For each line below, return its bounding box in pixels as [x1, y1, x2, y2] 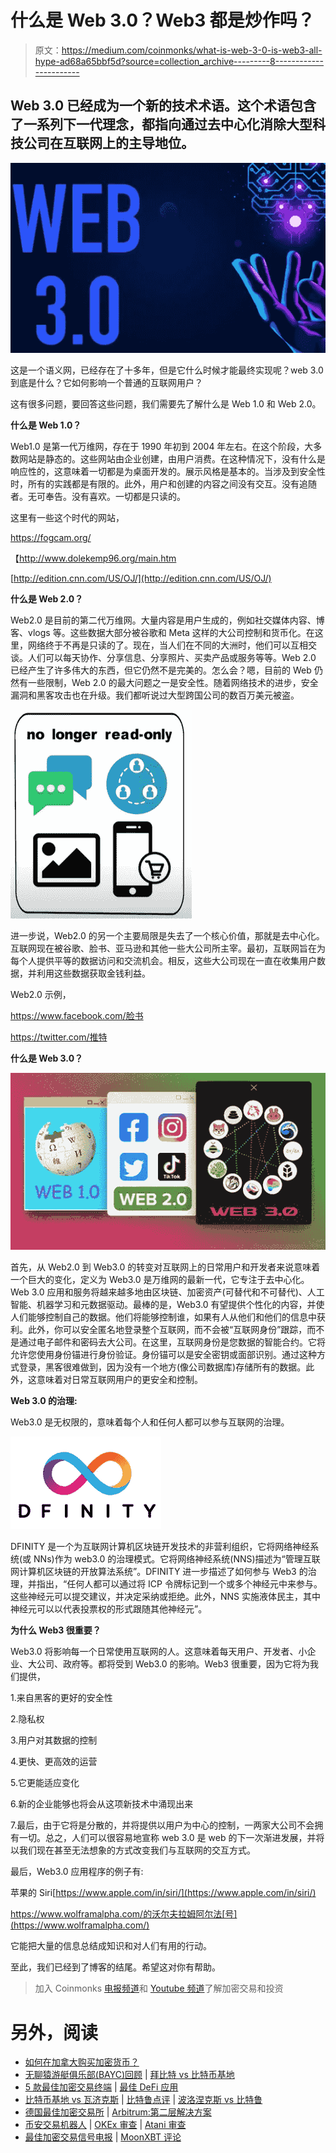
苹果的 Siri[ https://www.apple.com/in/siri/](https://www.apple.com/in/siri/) [10, 1887, 317, 1899]
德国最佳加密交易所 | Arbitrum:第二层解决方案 [24, 2106, 212, 2118]
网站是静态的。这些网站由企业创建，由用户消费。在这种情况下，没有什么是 [18, 452, 326, 465]
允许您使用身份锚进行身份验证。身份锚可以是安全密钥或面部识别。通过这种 [10, 1349, 317, 1361]
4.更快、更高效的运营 [10, 1756, 98, 1768]
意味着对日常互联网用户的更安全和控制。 [36, 1374, 203, 1386]
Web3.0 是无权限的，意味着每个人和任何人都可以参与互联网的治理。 [10, 1416, 290, 1428]
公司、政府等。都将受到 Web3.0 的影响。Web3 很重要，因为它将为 [36, 1658, 310, 1670]
